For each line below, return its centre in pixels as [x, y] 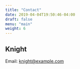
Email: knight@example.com [35, 61]
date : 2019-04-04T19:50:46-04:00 [40, 15]
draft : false [19, 19]
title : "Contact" [23, 10]
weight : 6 [16, 29]
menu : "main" [19, 24]
